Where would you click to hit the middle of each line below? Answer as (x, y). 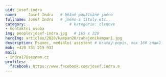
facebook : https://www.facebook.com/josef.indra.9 (65, 66)
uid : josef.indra (24, 10)
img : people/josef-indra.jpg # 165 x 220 (52, 33)
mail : (11, 52)
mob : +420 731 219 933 (29, 48)
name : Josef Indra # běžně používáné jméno (59, 15)
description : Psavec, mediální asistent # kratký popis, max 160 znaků (83, 43)
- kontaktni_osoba (25, 29)
